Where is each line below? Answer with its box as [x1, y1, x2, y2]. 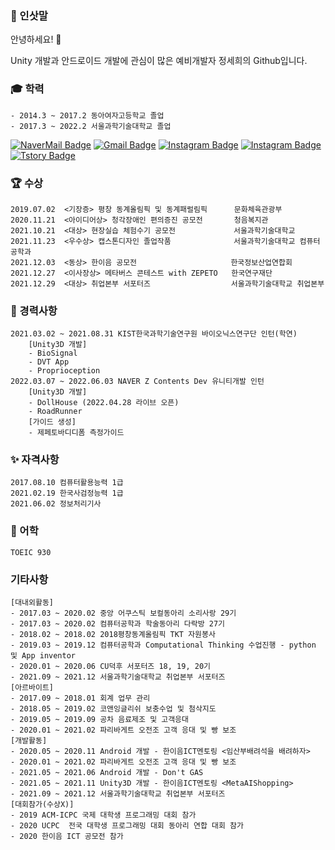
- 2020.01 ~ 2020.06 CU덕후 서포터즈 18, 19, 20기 [10, 662, 211, 672]
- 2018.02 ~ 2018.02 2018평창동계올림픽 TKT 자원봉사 [10, 630, 216, 640]
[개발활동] [10, 736, 48, 746]
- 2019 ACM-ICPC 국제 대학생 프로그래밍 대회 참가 [10, 810, 197, 821]
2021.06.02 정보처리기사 [10, 499, 102, 509]
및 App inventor [10, 651, 77, 661]
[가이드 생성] [28, 417, 77, 427]
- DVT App [28, 357, 70, 367]
